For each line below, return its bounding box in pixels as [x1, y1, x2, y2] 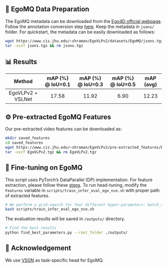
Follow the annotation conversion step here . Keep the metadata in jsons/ [5, 23, 155, 29]
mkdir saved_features [5, 136, 50, 141]
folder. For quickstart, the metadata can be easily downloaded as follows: [5, 28, 156, 35]
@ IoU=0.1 [44, 81, 71, 88]
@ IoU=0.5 [110, 81, 136, 88]
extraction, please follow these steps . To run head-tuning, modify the [5, 182, 147, 188]
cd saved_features [5, 140, 43, 145]
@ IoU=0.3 [77, 81, 103, 88]
